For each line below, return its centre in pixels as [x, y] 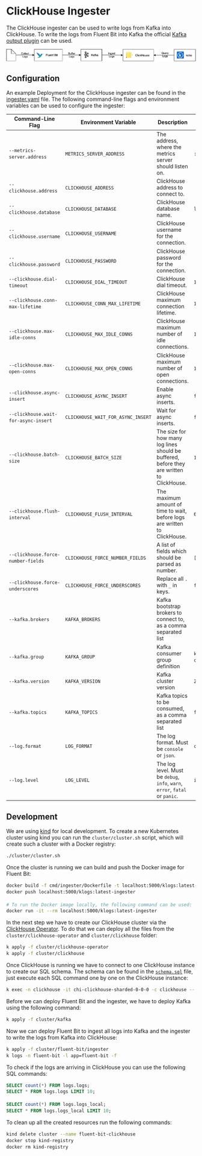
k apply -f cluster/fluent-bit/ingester [58, 1049]
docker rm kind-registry [37, 1147]
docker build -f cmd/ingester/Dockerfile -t [63, 886]
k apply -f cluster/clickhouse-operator [58, 947]
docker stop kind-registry [40, 1140]
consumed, [170, 709]
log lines [167, 444]
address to [170, 187]
